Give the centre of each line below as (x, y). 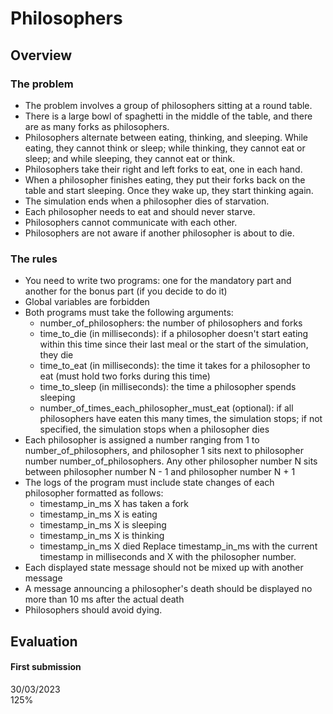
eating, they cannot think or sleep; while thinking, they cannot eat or (165, 148)
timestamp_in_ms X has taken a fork (114, 504)
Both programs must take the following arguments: (129, 313)
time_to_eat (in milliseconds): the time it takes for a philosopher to (175, 366)
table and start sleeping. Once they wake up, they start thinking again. (169, 190)
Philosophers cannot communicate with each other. (131, 222)
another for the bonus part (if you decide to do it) (126, 291)
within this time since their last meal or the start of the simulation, (174, 344)
